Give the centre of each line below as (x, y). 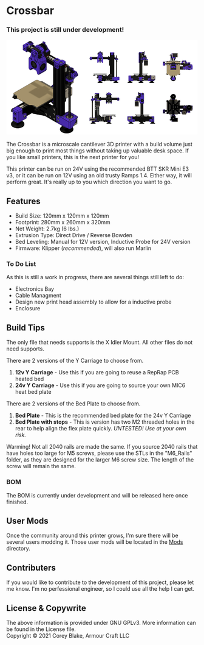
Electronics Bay (35, 289)
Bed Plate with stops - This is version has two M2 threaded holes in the (105, 422)
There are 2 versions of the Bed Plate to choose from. (73, 404)
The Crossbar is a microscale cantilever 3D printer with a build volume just (99, 144)
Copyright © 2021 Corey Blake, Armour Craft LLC (68, 636)
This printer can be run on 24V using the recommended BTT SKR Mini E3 (98, 169)
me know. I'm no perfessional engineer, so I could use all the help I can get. (100, 589)
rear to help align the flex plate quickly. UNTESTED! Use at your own (100, 429)
